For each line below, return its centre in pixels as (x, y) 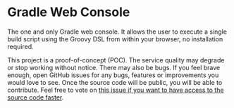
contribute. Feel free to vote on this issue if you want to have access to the (116, 90)
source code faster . (36, 97)
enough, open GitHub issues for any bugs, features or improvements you (113, 75)
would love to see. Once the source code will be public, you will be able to (115, 82)
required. (20, 46)
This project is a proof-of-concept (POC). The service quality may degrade (116, 60)
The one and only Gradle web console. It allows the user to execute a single (117, 32)
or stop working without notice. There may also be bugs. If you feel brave (114, 67)
